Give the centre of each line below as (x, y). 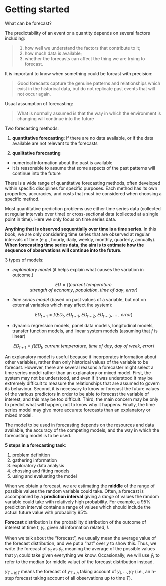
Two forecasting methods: (32, 128)
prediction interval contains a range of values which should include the (78, 507)
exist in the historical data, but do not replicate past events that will (86, 88)
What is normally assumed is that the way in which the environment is (89, 113)
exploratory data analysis (38, 465)
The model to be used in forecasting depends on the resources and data (80, 425)
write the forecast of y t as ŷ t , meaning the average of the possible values (80, 550)
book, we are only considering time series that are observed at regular (77, 234)
